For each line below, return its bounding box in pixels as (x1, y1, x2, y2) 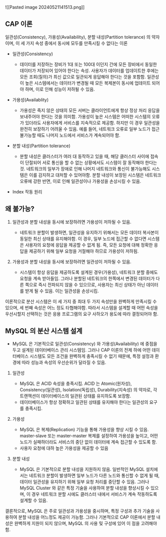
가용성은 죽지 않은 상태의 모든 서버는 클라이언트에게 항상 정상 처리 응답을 (19, 107, 160, 113)
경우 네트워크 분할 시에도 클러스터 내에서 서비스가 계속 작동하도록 (31, 491, 158, 497)
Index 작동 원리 (12, 188, 43, 194)
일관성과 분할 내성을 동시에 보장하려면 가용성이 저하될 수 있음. (12, 219, 132, 225)
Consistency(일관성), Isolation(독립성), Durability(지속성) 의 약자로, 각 (19, 387, 158, 393)
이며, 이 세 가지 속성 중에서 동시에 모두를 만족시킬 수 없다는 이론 (5, 40, 128, 46)
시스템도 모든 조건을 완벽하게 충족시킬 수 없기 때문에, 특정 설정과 (29, 353, 154, 359)
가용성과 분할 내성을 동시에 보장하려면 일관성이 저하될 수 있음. (12, 259, 132, 265)
